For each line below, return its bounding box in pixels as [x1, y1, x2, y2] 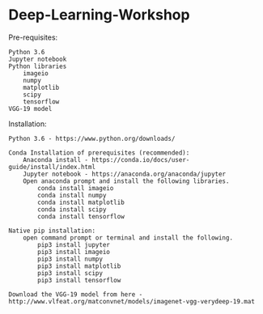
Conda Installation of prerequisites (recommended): [8, 148, 190, 157]
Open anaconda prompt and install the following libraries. [23, 176, 230, 185]
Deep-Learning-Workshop [8, 6, 190, 24]
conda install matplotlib [37, 198, 125, 206]
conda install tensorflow [37, 212, 125, 220]
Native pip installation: [8, 227, 95, 235]
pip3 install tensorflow [37, 276, 121, 284]
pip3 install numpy [37, 255, 104, 263]
